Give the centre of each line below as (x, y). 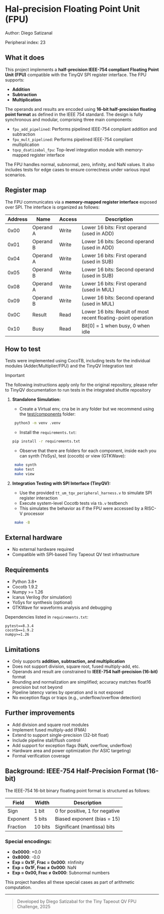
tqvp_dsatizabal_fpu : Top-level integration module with (68, 149)
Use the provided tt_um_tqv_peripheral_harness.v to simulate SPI (86, 493)
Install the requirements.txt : (48, 433)
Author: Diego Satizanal (29, 33)
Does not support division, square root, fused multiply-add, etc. (76, 666)
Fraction (17, 827)
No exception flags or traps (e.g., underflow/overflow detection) (76, 698)
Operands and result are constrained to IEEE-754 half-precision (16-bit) (85, 672)
